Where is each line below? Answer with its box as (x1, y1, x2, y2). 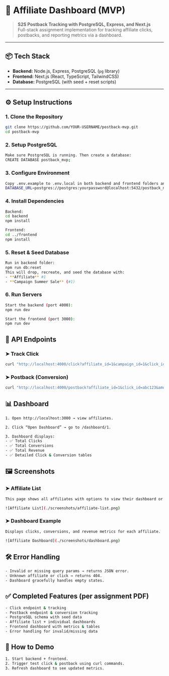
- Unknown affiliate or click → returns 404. (5, 573, 102, 578)
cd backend (5, 214, 28, 219)
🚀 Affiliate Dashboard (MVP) (5, 5, 126, 16)
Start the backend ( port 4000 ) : (5, 303, 73, 308)
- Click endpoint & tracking (5, 605, 66, 610)
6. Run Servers (5, 291, 42, 298)
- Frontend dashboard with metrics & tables (5, 624, 100, 630)
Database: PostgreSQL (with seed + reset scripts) (12, 78, 117, 85)
